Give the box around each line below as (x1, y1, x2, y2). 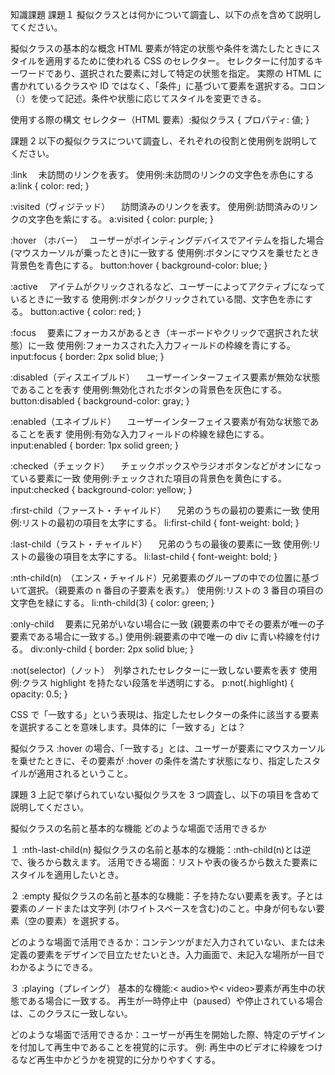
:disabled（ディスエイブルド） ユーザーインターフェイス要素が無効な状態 (10, 371, 321, 383)
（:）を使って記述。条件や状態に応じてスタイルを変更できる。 (10, 93, 267, 104)
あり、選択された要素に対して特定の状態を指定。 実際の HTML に (53, 68, 323, 79)
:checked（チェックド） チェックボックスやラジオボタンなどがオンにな (10, 460, 313, 472)
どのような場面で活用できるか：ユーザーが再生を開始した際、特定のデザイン (10, 1029, 326, 1040)
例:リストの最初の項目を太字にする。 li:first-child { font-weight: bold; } (10, 517, 300, 528)
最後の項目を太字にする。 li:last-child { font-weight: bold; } (36, 551, 278, 562)
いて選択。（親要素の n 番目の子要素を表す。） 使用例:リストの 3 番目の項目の (10, 584, 324, 596)
